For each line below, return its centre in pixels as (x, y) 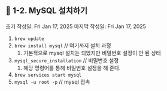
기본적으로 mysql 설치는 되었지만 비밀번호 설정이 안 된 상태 (92, 53)
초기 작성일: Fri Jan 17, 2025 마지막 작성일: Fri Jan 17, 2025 (76, 26)
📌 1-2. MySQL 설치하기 (47, 11)
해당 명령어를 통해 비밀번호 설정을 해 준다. (72, 68)
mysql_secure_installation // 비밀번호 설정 (66, 60)
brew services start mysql (48, 75)
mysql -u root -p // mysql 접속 (52, 81)
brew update (29, 39)
